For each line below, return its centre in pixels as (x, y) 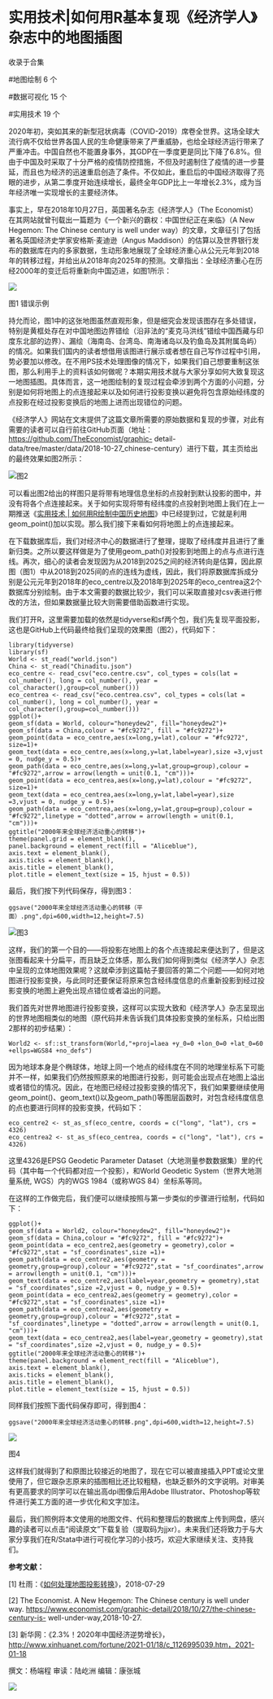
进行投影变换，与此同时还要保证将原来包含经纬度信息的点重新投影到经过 (136, 980)
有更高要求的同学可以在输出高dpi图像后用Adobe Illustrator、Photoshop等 (131, 1491)
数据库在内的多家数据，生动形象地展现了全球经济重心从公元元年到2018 (141, 250)
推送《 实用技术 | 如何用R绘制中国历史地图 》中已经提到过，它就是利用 (131, 513)
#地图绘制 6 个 (33, 79)
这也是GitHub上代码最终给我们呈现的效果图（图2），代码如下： (113, 630)
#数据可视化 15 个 (38, 96)
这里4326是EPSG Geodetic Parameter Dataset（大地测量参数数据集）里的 (132, 1160)
